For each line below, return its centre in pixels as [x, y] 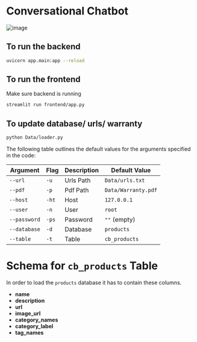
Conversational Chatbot [67, 11]
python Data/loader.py [35, 138]
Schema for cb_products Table [82, 266]
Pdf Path [77, 190]
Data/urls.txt [125, 180]
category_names [36, 320]
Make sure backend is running [44, 94]
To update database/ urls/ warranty [74, 124]
